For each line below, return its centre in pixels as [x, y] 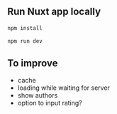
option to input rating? [50, 103]
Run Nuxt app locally [54, 12]
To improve [33, 63]
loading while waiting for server [63, 88]
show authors [38, 95]
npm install [25, 28]
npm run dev [25, 41]
